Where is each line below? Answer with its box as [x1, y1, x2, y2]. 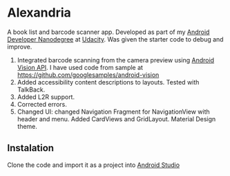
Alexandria [7, 5, 71, 21]
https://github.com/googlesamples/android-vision [17, 71, 160, 79]
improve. [7, 42, 32, 51]
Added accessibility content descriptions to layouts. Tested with [17, 78, 200, 86]
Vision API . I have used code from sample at [17, 63, 144, 71]
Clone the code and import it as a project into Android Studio [7, 161, 180, 169]
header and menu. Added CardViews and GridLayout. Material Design [17, 114, 216, 123]
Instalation [7, 142, 54, 154]
